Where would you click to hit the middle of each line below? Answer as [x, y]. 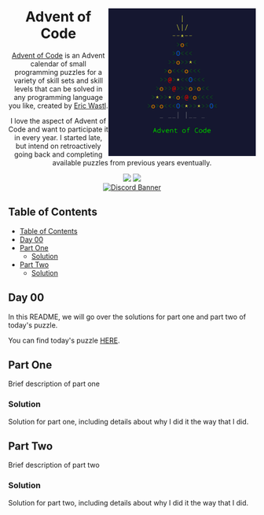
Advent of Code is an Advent [58, 55]
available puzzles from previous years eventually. [132, 162]
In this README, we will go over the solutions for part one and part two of [127, 317]
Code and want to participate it [58, 129]
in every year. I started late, [59, 137]
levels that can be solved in [59, 89]
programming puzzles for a [58, 72]
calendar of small [58, 64]
